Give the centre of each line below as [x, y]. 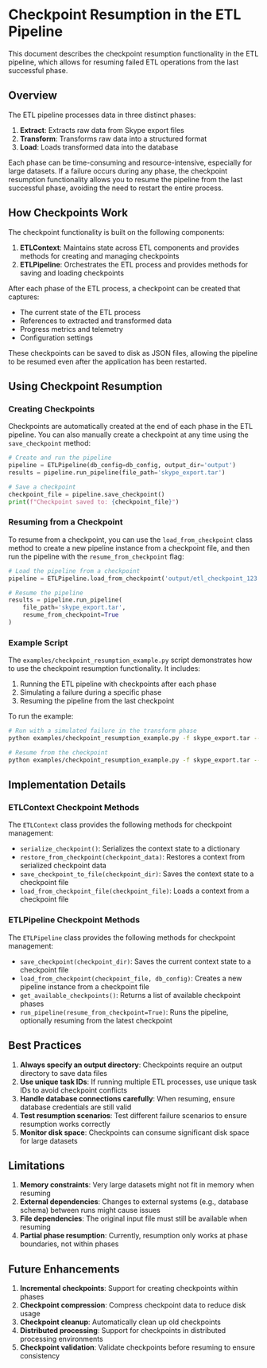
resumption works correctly [65, 1124]
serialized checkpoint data [63, 866]
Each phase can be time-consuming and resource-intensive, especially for [130, 162]
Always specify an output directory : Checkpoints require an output [131, 1065]
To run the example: [41, 716]
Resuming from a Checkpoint [66, 522]
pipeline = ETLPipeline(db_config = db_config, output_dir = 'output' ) [122, 466]
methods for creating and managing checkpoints [99, 255]
